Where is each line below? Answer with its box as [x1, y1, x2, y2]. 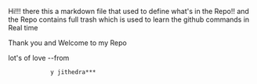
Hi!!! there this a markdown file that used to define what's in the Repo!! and [8, 7, 249, 16]
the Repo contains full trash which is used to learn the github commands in [8, 15, 250, 24]
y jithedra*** [49, 68, 96, 76]
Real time [8, 23, 38, 32]
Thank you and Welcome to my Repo [8, 38, 127, 47]
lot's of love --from [8, 54, 70, 62]
